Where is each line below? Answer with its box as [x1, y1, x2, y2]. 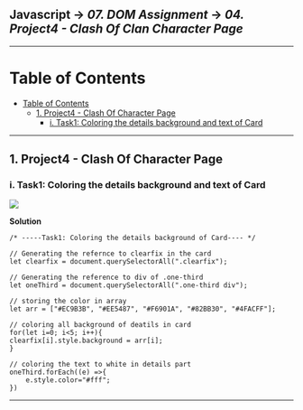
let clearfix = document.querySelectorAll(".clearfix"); [9, 257, 228, 266]
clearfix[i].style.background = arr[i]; [9, 336, 164, 346]
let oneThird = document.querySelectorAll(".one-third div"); [9, 281, 248, 290]
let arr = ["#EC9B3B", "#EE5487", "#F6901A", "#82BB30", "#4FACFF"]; [9, 304, 277, 314]
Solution [9, 216, 42, 227]
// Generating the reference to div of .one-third [9, 273, 204, 283]
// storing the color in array [9, 297, 127, 306]
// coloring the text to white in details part [9, 360, 192, 369]
